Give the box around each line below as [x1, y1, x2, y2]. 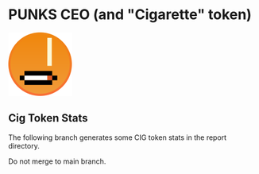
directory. [8, 141, 40, 150]
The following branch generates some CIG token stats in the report [8, 133, 227, 142]
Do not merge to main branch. [8, 157, 106, 166]
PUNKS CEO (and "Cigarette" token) [8, 6, 252, 24]
